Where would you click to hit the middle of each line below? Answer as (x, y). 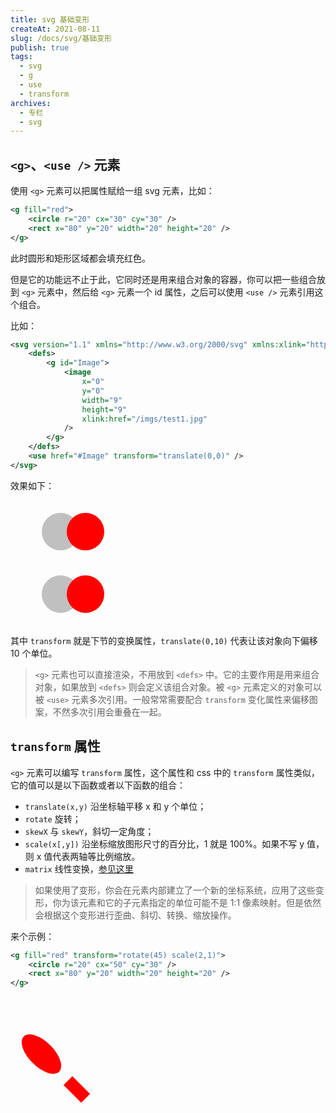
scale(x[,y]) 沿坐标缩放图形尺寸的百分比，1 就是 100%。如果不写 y (164, 843)
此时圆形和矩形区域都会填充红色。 (80, 258)
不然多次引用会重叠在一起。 (109, 712)
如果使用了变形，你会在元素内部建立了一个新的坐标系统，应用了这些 (175, 890)
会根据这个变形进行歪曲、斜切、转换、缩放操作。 (135, 915)
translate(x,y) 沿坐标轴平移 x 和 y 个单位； (115, 806)
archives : (31, 103)
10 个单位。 (34, 653)
